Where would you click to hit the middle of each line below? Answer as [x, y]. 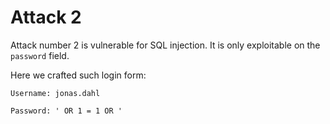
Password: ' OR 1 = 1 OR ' [66, 111]
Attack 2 [46, 17]
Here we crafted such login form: [78, 75]
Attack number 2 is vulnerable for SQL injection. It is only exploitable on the [165, 45]
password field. [40, 55]
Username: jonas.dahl [55, 93]
